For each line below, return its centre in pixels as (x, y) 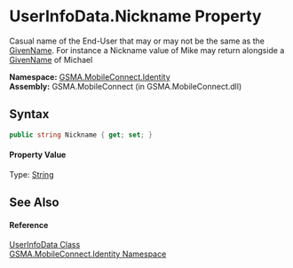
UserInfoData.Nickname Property (135, 16)
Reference (29, 225)
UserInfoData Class (45, 245)
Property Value (38, 155)
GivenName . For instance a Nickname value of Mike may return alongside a (147, 50)
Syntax (29, 114)
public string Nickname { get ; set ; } (81, 135)
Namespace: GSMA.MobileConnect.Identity (90, 76)
